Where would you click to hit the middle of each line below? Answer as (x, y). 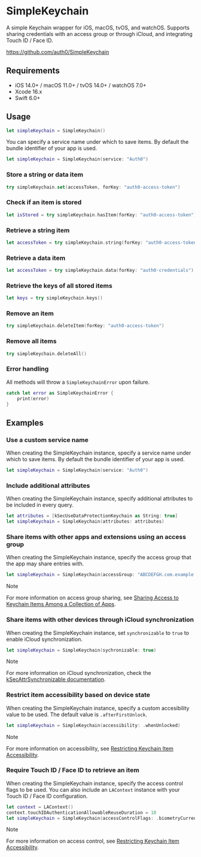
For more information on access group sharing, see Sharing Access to (93, 598)
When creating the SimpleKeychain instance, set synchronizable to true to (98, 632)
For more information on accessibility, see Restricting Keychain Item (90, 748)
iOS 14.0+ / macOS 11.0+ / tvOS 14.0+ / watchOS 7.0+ (80, 85)
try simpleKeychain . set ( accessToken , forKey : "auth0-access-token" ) (93, 187)
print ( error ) (33, 399)
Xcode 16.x (28, 92)
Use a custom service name (47, 440)
